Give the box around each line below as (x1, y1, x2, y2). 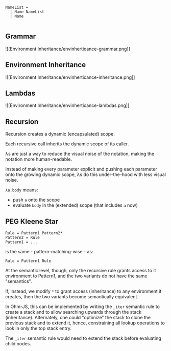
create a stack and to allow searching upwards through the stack (5, 309, 142, 315)
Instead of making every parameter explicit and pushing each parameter (5, 166, 157, 172)
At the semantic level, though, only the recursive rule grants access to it (5, 268, 156, 274)
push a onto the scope (12, 197, 60, 203)
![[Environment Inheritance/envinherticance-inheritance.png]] (5, 74, 135, 80)
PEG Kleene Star (5, 217, 59, 226)
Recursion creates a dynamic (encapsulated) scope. (5, 131, 115, 137)
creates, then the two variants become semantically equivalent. (5, 294, 139, 300)
